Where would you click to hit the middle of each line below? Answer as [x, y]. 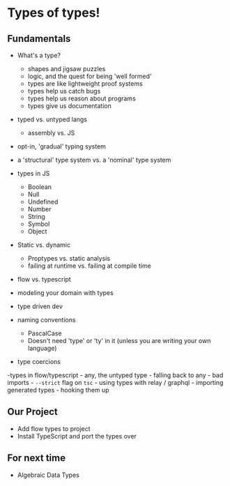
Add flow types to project [54, 428]
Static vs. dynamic [44, 245]
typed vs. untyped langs [52, 119]
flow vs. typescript [44, 279]
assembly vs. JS [51, 133]
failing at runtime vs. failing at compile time [89, 266]
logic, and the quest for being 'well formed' [90, 76]
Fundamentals [39, 39]
